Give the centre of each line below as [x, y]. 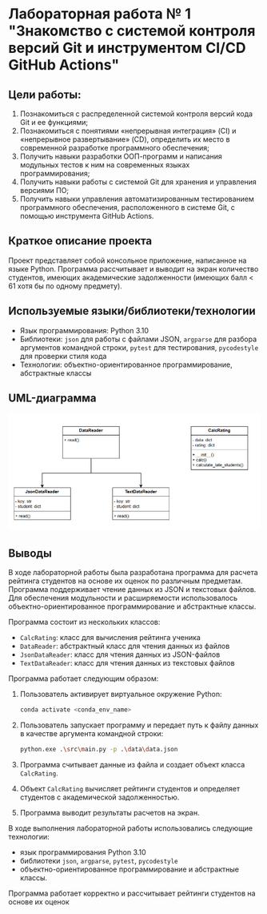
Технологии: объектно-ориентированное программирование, [126, 364]
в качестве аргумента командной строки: [92, 734]
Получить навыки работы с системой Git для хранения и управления [138, 182]
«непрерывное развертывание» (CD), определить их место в [125, 139]
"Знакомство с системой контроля [132, 31]
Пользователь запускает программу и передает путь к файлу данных [139, 725]
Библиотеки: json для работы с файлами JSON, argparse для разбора [138, 339]
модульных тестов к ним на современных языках [105, 165]
